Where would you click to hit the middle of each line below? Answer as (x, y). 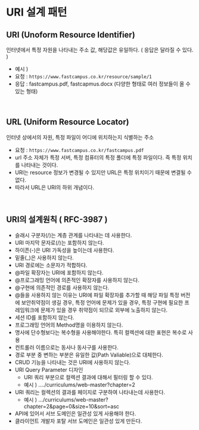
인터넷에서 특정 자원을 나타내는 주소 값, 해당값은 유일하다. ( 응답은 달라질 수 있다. (100, 50)
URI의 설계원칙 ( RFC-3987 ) (57, 220)
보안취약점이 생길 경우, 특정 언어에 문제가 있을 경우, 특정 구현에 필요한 (102, 302)
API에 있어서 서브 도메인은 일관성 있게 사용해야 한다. (75, 413)
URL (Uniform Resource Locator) (68, 122)
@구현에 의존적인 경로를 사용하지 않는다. (62, 287)
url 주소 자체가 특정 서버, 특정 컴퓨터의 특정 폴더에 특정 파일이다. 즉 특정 (98, 157)
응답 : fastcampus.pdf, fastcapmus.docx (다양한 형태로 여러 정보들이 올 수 (102, 84)
